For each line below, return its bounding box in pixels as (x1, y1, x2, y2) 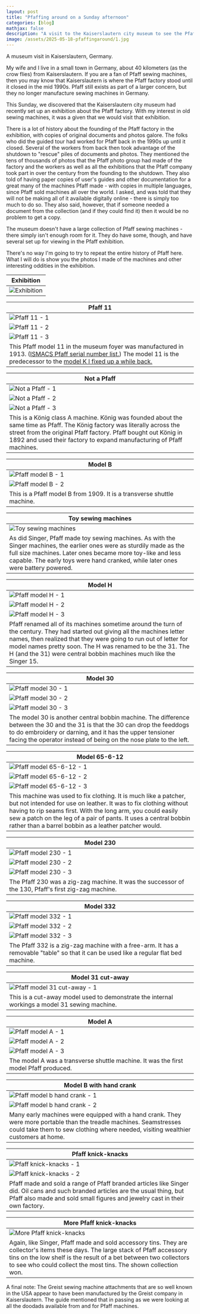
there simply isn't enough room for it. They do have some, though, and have (6, 231, 192, 239)
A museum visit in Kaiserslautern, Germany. (6, 53, 113, 60)
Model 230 (84, 839, 116, 847)
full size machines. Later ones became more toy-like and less (9, 549, 182, 557)
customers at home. (9, 1133, 65, 1141)
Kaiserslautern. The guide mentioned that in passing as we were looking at (6, 1296, 189, 1303)
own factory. (9, 1202, 45, 1210)
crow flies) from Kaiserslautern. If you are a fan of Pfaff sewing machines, (6, 71, 187, 77)
